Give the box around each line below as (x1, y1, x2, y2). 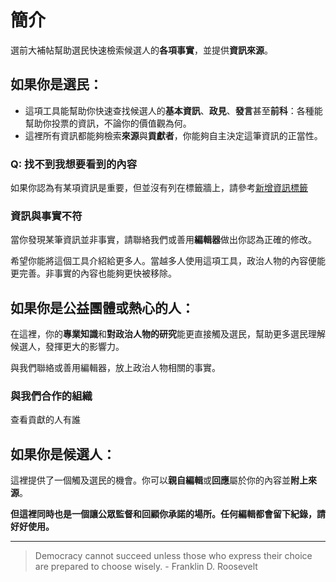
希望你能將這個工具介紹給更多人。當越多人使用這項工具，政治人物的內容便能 (10, 255, 326, 267)
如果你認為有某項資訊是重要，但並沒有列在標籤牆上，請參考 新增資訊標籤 (10, 182, 308, 194)
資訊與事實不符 (10, 209, 83, 223)
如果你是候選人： (10, 446, 116, 463)
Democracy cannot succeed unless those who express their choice (34, 550, 313, 562)
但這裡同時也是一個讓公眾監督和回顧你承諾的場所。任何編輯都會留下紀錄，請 (10, 508, 326, 520)
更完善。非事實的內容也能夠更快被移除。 (10, 267, 177, 280)
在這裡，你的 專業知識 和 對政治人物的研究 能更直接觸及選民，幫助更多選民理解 (10, 328, 326, 340)
